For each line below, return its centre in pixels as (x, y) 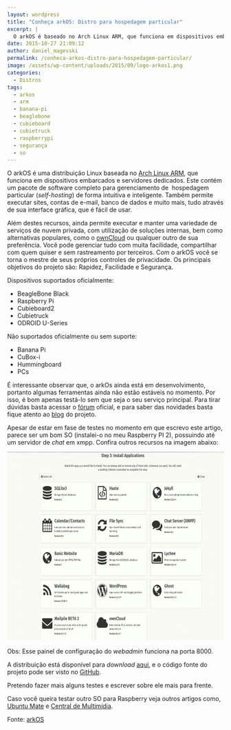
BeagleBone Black (43, 294)
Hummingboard (39, 365)
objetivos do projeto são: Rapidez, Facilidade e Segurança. (90, 267)
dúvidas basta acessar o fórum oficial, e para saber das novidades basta (110, 407)
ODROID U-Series (42, 323)
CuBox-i (29, 357)
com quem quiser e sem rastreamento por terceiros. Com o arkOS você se (113, 252)
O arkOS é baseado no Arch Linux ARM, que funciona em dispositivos (113, 37)
